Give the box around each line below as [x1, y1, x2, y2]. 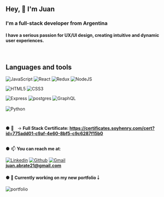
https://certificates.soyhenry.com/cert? [69, 125, 155, 131]
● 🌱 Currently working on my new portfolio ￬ [5, 175, 100, 181]
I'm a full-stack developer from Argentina [5, 20, 108, 27]
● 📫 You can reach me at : [5, 146, 61, 152]
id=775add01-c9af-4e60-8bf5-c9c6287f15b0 [5, 130, 103, 137]
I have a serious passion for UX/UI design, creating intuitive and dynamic [5, 32, 160, 38]
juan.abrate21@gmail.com [5, 163, 62, 169]
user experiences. [5, 37, 44, 43]
